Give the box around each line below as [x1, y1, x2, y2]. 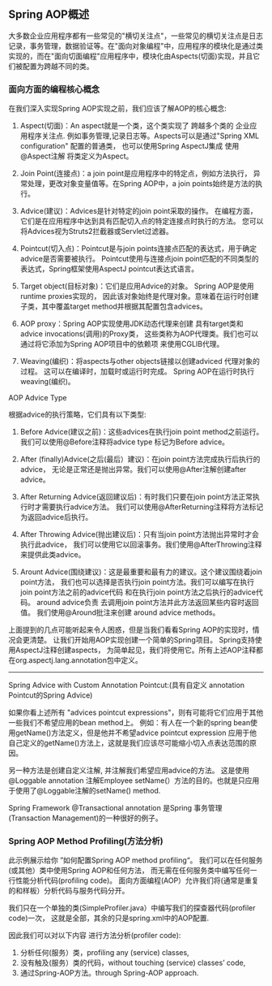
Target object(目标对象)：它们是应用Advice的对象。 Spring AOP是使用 [19, 281, 254, 291]
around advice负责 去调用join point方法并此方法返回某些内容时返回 [36, 598, 259, 608]
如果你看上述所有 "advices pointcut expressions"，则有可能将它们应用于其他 [8, 707, 264, 717]
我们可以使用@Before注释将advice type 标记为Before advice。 [19, 437, 229, 447]
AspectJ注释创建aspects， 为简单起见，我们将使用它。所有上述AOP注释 [15, 645, 257, 655]
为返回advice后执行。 [19, 512, 93, 522]
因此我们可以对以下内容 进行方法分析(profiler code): [8, 931, 181, 941]
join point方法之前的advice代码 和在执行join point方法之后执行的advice [19, 587, 257, 597]
